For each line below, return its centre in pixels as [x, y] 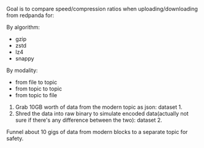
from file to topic [36, 82]
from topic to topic [39, 89]
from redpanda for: [30, 15]
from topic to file [36, 95]
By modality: [22, 70]
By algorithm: [23, 27]
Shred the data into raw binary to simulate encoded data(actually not [102, 113]
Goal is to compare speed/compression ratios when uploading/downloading [102, 9]
